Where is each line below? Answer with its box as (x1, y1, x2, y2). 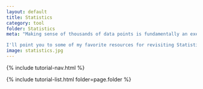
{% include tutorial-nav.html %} (6, 64, 85, 71)
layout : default (6, 8, 47, 15)
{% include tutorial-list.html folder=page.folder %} (6, 76, 132, 83)
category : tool (6, 20, 45, 26)
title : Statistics (6, 14, 53, 20)
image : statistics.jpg (6, 48, 63, 54)
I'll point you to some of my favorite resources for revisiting (6, 42, 174, 48)
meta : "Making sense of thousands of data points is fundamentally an (6, 31, 188, 37)
